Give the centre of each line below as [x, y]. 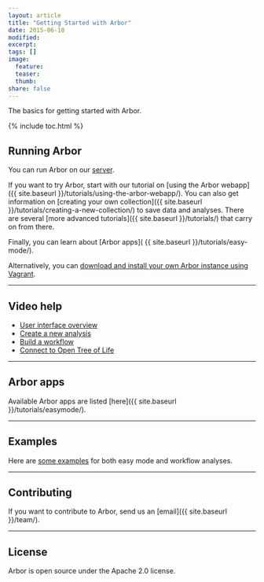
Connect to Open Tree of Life [67, 350]
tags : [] [22, 52]
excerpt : [22, 45]
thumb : [26, 81]
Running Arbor [45, 151]
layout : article [35, 15]
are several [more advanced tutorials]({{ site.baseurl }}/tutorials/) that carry [130, 219]
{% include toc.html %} [46, 126]
